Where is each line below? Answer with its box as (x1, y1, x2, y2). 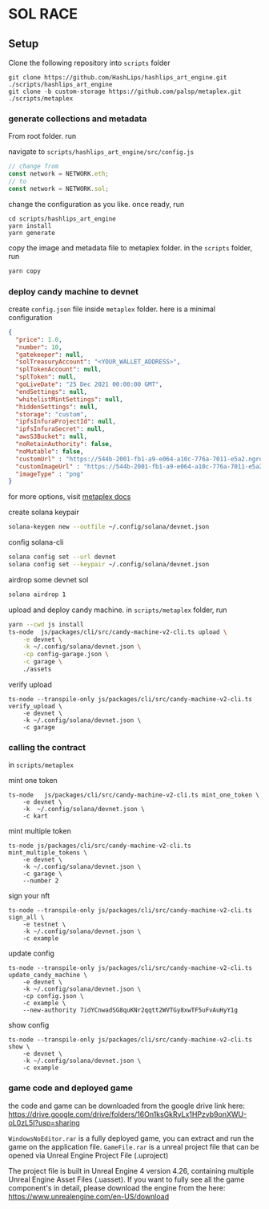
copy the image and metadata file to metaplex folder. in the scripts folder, (8, 242, 253, 253)
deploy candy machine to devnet (8, 286, 139, 297)
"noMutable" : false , (15, 447, 84, 456)
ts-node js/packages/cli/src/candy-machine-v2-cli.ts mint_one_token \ (8, 791, 260, 799)
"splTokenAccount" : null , (15, 366, 102, 374)
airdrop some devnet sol (8, 574, 89, 584)
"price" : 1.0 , (15, 335, 62, 343)
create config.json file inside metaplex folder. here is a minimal (8, 304, 216, 314)
